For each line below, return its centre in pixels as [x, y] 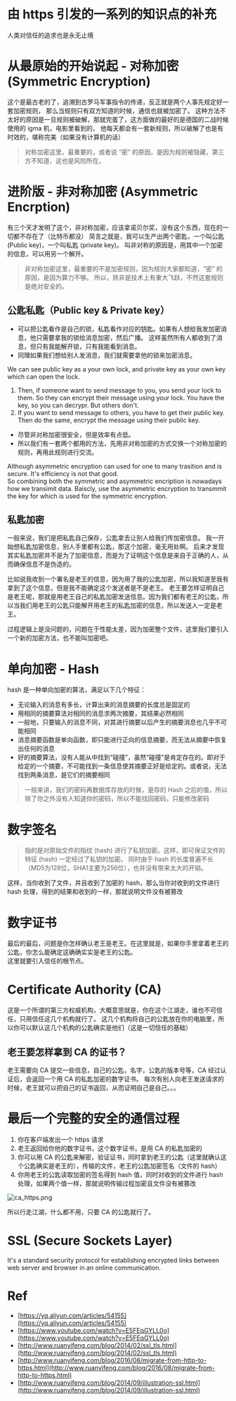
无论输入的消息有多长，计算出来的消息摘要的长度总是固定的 [104, 705]
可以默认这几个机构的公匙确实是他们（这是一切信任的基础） [105, 1028]
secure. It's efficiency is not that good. [63, 473]
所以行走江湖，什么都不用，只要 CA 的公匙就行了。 [81, 1211]
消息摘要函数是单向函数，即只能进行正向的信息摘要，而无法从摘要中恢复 [122, 740]
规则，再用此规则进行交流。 [58, 452]
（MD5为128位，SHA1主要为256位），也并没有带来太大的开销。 [116, 868]
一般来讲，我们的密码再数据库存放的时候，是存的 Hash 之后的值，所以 [126, 790]
